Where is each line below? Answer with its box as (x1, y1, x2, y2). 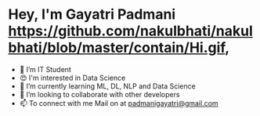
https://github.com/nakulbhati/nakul (8, 22, 253, 40)
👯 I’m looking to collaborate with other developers (19, 89, 180, 99)
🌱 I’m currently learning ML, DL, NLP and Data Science (19, 81, 196, 91)
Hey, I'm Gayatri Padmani (8, 5, 176, 24)
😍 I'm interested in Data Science (19, 73, 126, 82)
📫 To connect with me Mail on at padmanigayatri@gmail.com (19, 98, 218, 107)
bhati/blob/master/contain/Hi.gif (8, 39, 226, 56)
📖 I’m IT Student (19, 64, 72, 74)
